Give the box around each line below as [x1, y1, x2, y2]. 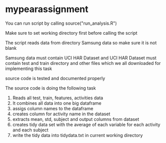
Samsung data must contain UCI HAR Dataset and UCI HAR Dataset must [5, 54, 157, 61]
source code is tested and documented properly [5, 75, 106, 81]
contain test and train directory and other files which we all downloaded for [5, 60, 161, 66]
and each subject [12, 127, 49, 133]
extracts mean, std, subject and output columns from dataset [12, 116, 139, 122]
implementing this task [5, 65, 52, 71]
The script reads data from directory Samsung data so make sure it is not [5, 39, 157, 46]
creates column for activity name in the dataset [12, 111, 111, 117]
